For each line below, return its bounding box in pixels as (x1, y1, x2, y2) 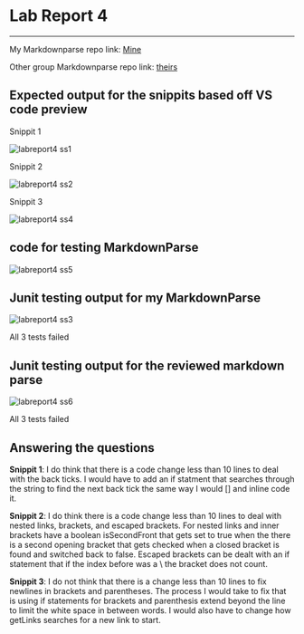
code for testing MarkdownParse (9, 240, 199, 255)
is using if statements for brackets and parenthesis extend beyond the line (9, 595, 286, 606)
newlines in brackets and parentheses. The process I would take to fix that (9, 586, 287, 596)
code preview (9, 101, 88, 118)
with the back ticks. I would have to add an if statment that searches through (9, 474, 295, 485)
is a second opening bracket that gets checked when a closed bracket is (9, 540, 280, 550)
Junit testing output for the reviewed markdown (9, 358, 285, 373)
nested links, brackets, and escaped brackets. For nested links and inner (9, 520, 280, 531)
